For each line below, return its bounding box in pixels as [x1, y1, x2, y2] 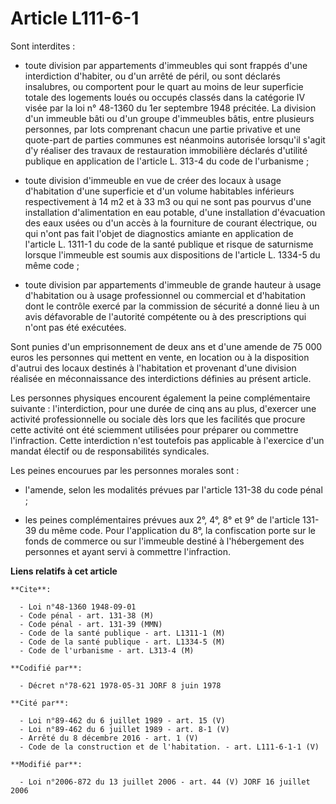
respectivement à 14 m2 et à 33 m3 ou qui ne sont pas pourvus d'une [24, 195, 312, 207]
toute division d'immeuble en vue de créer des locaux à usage [24, 174, 282, 186]
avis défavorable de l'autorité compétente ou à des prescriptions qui [24, 310, 307, 322]
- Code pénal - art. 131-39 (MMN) [19, 619, 163, 629]
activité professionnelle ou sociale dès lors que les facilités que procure [10, 413, 306, 425]
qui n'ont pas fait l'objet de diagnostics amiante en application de [24, 227, 294, 239]
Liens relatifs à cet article [10, 565, 118, 577]
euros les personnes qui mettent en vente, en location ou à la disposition [10, 351, 310, 363]
